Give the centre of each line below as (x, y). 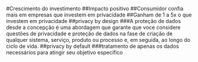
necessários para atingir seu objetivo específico (64, 52)
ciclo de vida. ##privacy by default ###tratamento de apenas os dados (92, 46)
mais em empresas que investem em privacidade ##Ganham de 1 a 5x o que (99, 15)
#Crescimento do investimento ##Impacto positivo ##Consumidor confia (95, 9)
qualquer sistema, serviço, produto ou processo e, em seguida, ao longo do (98, 40)
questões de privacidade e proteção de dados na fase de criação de (90, 34)
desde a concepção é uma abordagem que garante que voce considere (93, 27)
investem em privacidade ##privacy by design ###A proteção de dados (94, 21)
